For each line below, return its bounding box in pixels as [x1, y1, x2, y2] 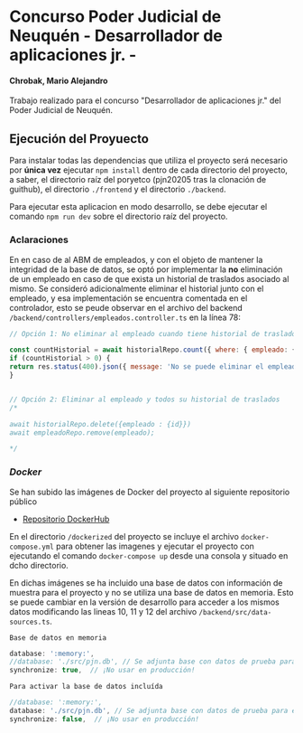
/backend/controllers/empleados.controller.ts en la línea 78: [9, 312, 242, 323]
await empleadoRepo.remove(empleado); [9, 428, 155, 437]
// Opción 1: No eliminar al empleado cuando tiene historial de [9, 329, 260, 338]
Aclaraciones [9, 233, 69, 246]
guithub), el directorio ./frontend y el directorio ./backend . [9, 183, 226, 195]
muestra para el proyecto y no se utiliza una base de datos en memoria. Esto [9, 587, 294, 597]
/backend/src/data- [198, 607, 272, 616]
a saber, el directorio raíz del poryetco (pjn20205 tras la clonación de [9, 174, 267, 185]
